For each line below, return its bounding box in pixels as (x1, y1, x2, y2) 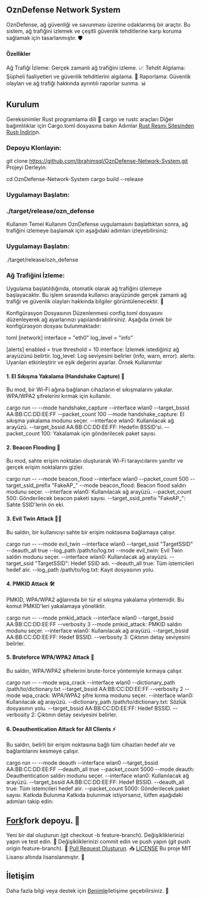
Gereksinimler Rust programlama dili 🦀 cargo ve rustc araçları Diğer (6, 115, 174, 123)
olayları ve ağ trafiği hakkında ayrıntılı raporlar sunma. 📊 (6, 80, 147, 87)
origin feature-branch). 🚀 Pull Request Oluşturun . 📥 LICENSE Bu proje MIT (6, 844, 192, 852)
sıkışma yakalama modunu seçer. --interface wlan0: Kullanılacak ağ (6, 417, 174, 425)
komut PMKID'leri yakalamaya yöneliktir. (6, 602, 106, 609)
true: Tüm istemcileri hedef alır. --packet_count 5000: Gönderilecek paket (6, 785, 190, 792)
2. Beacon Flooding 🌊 (6, 443, 60, 451)
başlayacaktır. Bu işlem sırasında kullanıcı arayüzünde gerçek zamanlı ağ (6, 291, 187, 299)
